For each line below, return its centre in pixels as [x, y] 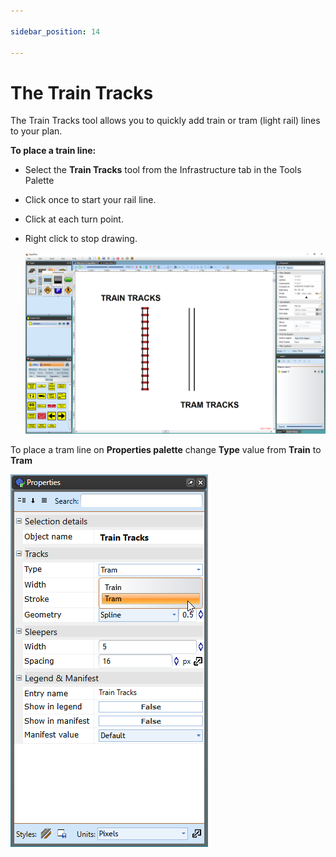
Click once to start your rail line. [90, 200]
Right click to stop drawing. [81, 239]
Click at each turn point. [74, 219]
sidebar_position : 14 [55, 31]
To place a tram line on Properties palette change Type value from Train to [166, 450]
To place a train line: [53, 151]
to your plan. [36, 131]
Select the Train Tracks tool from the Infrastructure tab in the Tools [163, 170]
